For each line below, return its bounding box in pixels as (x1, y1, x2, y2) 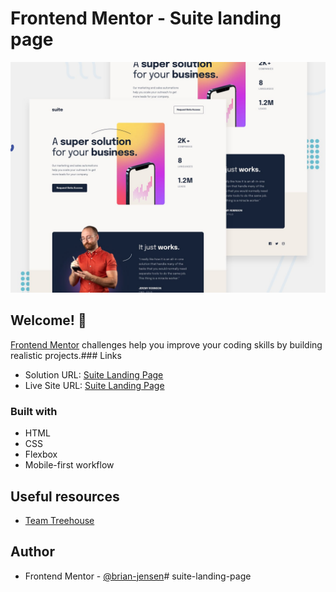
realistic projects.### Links (10, 349, 122, 361)
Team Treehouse (24, 515, 95, 526)
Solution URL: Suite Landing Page (24, 368, 164, 381)
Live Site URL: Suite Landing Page (24, 379, 165, 391)
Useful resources (10, 488, 120, 505)
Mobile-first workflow (24, 459, 115, 471)
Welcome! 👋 (10, 312, 87, 329)
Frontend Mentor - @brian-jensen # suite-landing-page (24, 570, 252, 582)
